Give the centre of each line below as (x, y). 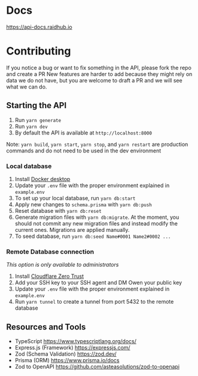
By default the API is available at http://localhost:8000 (83, 133)
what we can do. (27, 87)
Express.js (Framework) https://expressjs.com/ (72, 348)
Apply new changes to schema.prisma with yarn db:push (83, 204)
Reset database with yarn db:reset (58, 210)
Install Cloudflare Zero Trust (49, 276)
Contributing (39, 51)
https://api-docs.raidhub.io (39, 27)
